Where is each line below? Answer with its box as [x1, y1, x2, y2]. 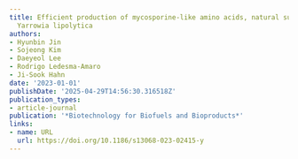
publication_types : [9, 95, 82, 104]
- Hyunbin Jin [9, 37, 62, 47]
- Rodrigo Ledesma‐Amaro [9, 63, 101, 72]
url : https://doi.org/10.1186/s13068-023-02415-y [17, 136, 204, 145]
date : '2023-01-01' [9, 79, 82, 87]
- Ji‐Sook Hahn [9, 71, 66, 79]
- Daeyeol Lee [9, 54, 62, 63]
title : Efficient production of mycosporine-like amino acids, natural [9, 12, 279, 22]
